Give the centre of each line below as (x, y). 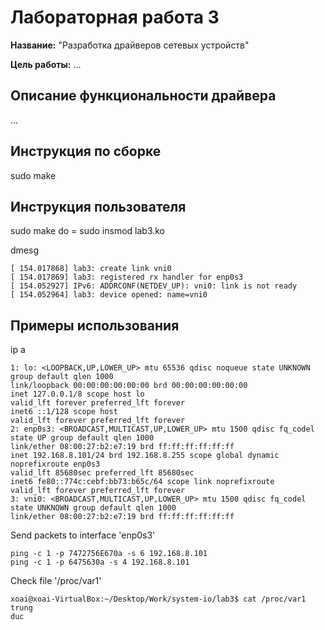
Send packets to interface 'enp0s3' (83, 535)
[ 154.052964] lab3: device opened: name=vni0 (109, 295)
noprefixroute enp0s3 (55, 464)
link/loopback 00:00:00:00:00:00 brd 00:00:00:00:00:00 (129, 386)
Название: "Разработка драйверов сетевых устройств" (130, 45)
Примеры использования (95, 325)
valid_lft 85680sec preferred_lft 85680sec (102, 473)
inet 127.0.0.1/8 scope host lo (77, 394)
